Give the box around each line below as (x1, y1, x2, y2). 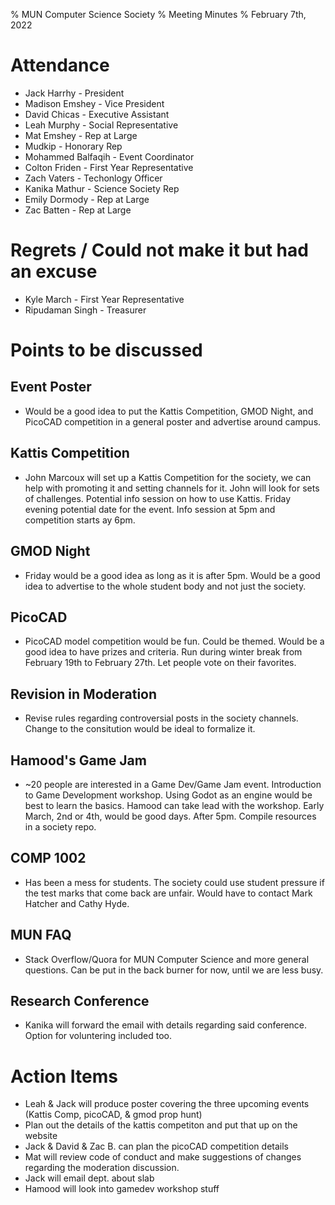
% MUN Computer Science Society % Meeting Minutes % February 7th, (10, 9, 307, 20)
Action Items (10, 1065, 118, 1088)
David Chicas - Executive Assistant (24, 108, 170, 120)
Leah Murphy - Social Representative (24, 119, 179, 131)
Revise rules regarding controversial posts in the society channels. (24, 712, 299, 724)
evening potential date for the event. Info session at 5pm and (24, 503, 276, 515)
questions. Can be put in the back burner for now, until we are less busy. (24, 964, 324, 976)
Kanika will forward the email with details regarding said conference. (24, 1019, 308, 1031)
